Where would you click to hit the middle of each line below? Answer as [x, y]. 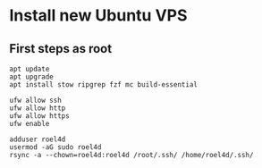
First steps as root [61, 49]
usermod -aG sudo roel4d [55, 147]
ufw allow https [39, 116]
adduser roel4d [38, 139]
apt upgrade [31, 77]
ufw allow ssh [36, 100]
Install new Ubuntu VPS [98, 16]
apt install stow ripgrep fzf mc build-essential [104, 85]
